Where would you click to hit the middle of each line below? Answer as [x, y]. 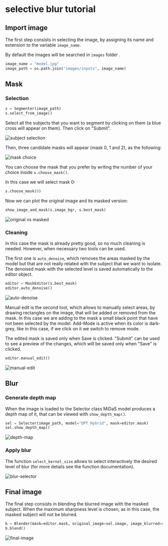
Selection [17, 99]
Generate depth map [31, 398]
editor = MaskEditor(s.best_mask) [41, 284]
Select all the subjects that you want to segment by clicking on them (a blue [83, 123]
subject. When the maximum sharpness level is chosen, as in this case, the [82, 509]
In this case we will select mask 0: [40, 182]
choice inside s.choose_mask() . [37, 172]
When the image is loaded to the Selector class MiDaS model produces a [80, 408]
